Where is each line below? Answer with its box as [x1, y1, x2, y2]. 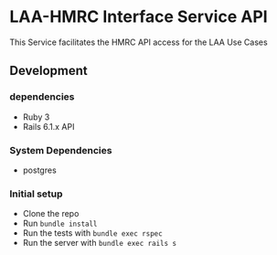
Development [9, 63, 89, 79]
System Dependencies [9, 143, 112, 156]
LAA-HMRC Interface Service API [9, 6, 268, 27]
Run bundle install [22, 218, 98, 229]
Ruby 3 [22, 112, 50, 122]
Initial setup [9, 187, 63, 200]
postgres [22, 165, 57, 175]
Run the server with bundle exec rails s [22, 238, 176, 249]
